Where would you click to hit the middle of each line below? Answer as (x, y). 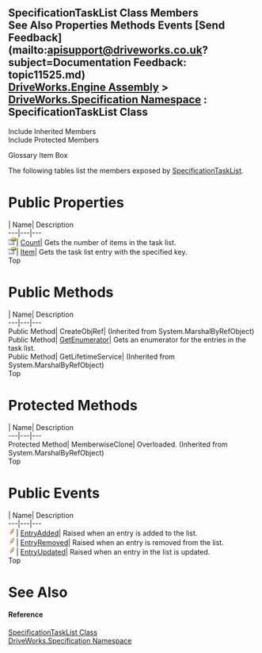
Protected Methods (73, 405)
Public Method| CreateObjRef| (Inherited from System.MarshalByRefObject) (131, 331)
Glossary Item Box (38, 155)
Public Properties (66, 202)
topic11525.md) (47, 75)
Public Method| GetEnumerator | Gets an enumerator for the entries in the (127, 340)
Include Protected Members (53, 140)
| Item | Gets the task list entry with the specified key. (102, 252)
